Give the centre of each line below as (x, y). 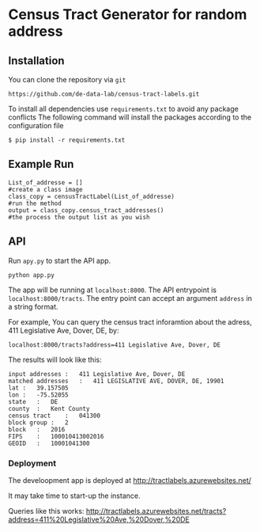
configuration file (36, 125)
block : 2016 (37, 429)
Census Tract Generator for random (128, 15)
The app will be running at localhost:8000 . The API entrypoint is (113, 290)
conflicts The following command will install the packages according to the (130, 117)
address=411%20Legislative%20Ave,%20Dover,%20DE (99, 519)
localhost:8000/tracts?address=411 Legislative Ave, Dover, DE (115, 345)
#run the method (35, 203)
